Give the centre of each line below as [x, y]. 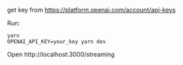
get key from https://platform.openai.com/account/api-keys [91, 10]
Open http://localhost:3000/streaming [61, 54]
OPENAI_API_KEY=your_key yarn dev [57, 42]
